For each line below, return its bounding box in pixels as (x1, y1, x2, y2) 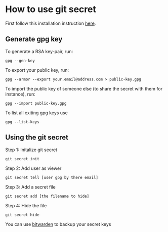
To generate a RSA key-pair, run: (5, 48, 73, 54)
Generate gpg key (5, 35, 63, 43)
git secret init (5, 156, 39, 161)
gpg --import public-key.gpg (5, 101, 67, 106)
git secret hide (5, 212, 39, 217)
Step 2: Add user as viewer (5, 165, 62, 171)
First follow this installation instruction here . (5, 20, 96, 26)
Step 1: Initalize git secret (5, 147, 57, 153)
